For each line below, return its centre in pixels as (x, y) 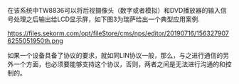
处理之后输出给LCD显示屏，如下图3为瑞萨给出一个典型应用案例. (107, 19)
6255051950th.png (36, 41)
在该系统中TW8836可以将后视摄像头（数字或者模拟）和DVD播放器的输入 (114, 10)
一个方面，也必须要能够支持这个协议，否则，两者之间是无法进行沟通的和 (119, 64)
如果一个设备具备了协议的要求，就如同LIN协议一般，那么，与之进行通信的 (115, 55)
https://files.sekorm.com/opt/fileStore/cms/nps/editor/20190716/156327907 (118, 33)
